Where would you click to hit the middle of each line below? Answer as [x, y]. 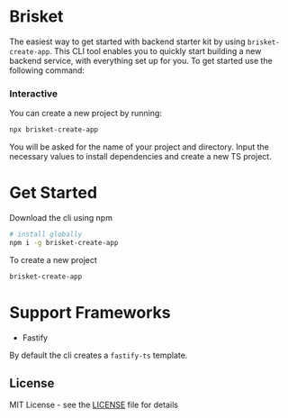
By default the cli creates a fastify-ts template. [99, 355]
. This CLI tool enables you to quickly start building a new [155, 50]
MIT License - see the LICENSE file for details [94, 405]
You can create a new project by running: [85, 114]
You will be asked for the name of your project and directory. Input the [139, 147]
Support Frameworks [90, 312]
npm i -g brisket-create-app [64, 242]
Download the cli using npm [61, 218]
